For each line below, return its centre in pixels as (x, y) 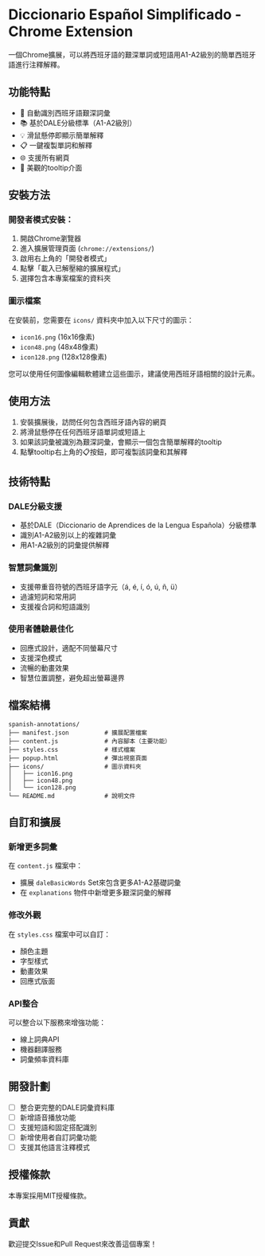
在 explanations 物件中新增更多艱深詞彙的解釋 (95, 893)
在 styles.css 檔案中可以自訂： (60, 934)
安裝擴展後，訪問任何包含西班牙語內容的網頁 (93, 422)
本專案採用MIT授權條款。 (50, 1195)
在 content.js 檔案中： (46, 866)
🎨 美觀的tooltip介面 (51, 167)
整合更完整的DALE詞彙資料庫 (67, 1107)
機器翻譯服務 (41, 1049)
